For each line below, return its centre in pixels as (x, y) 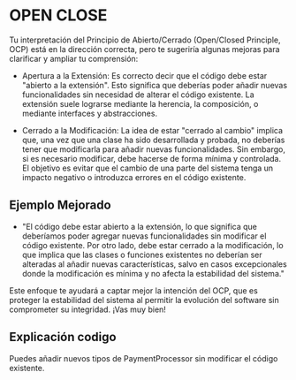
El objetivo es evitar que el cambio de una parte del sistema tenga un (148, 168)
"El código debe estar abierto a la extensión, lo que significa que (140, 226)
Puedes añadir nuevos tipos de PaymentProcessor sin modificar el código (144, 358)
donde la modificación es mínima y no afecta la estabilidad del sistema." (153, 273)
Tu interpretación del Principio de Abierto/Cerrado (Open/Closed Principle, (145, 40)
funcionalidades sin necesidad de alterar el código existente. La (138, 95)
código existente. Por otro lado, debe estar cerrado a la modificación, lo (153, 245)
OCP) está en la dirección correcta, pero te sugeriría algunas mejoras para (144, 49)
